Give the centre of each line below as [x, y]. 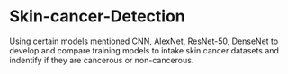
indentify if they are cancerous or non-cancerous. [102, 60]
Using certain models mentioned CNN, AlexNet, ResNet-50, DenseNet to [144, 41]
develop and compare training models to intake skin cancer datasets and [144, 50]
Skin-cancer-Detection [98, 16]
